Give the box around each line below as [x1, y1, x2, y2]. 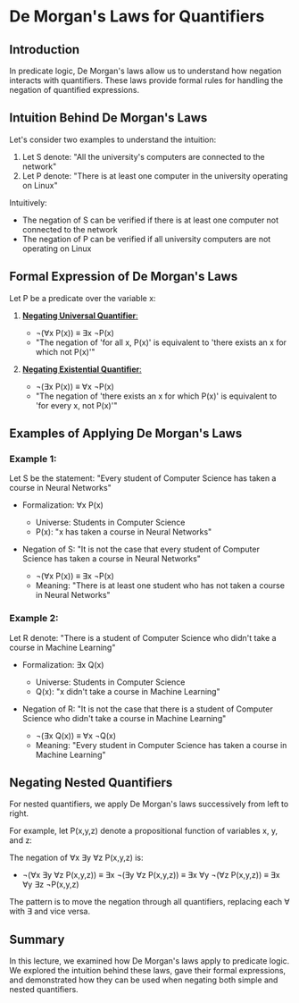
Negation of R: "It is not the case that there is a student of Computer [21, 704, 274, 714]
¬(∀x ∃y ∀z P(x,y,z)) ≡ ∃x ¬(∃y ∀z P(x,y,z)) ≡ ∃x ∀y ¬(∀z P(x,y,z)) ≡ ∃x [21, 870, 280, 881]
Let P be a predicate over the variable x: [9, 292, 156, 303]
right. [9, 808, 29, 819]
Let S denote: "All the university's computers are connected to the [21, 151, 265, 162]
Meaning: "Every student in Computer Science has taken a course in [35, 739, 287, 750]
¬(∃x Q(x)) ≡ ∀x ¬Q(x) [35, 730, 117, 741]
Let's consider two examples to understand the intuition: [9, 134, 217, 145]
